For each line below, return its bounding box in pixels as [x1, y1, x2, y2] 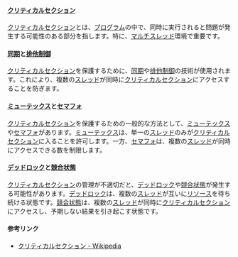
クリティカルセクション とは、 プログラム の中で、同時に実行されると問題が [7, 23, 225, 31]
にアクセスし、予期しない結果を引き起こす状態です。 [7, 207, 162, 215]
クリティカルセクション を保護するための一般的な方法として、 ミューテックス [7, 119, 231, 127]
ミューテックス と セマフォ [7, 102, 82, 110]
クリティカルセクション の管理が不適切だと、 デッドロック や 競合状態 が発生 [7, 180, 225, 189]
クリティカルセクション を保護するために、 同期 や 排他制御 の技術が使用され [7, 67, 225, 75]
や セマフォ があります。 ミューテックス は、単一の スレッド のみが [7, 128, 194, 136]
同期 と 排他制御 [7, 49, 51, 58]
